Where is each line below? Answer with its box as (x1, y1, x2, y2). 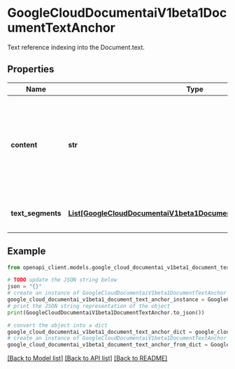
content (10, 140, 38, 149)
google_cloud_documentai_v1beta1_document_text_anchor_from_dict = (7, 342, 208, 349)
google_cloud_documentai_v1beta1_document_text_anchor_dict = (7, 328, 192, 335)
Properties (7, 63, 55, 75)
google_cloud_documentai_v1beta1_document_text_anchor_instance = (7, 296, 205, 303)
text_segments (10, 208, 62, 218)
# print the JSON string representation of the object (7, 302, 171, 309)
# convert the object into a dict (7, 321, 108, 329)
